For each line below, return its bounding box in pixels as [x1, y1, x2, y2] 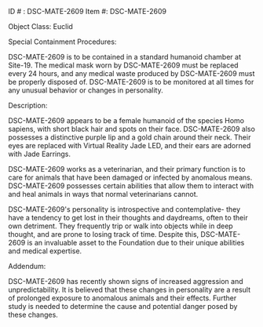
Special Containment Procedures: [8, 37, 117, 46]
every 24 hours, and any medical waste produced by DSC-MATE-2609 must [8, 69, 255, 78]
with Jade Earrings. [8, 149, 71, 158]
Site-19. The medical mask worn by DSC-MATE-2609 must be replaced [8, 60, 239, 70]
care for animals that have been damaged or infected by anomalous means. [8, 173, 253, 182]
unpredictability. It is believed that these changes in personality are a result [8, 285, 251, 294]
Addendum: [8, 262, 46, 271]
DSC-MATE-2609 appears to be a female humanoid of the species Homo [8, 116, 245, 125]
